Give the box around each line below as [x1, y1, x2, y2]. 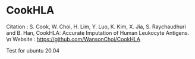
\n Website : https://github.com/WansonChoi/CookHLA [6, 35, 141, 42]
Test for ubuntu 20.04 [6, 47, 60, 54]
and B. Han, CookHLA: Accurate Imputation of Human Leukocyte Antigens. [6, 29, 189, 36]
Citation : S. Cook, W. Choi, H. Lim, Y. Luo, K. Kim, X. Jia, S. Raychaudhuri [6, 23, 186, 30]
